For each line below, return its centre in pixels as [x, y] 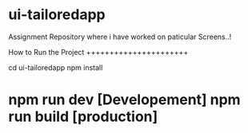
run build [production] [83, 117]
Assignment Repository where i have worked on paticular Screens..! [120, 37]
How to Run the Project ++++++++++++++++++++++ [98, 52]
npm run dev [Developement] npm [125, 100]
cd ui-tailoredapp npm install [56, 67]
